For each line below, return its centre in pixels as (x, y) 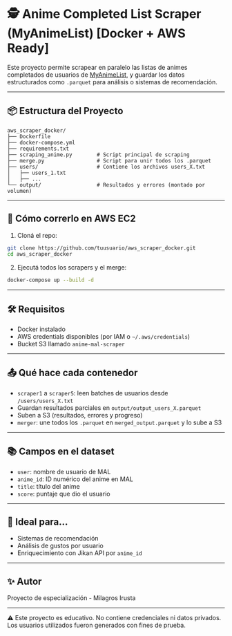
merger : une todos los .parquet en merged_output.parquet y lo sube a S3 (119, 422)
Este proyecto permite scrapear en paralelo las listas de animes (97, 67)
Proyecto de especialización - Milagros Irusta (71, 598)
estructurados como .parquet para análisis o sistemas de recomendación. (112, 82)
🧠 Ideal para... (38, 522)
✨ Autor (25, 581)
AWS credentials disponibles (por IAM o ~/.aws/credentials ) (104, 336)
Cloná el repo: (37, 235)
